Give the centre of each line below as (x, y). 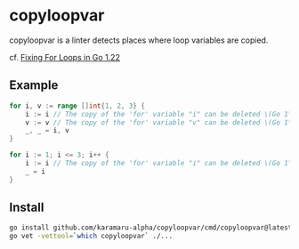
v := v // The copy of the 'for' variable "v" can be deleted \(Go (153, 122)
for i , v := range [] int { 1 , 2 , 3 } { (77, 106)
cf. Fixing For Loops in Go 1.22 (65, 57)
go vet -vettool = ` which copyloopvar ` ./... (91, 237)
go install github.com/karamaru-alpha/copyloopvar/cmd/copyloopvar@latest (151, 228)
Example (34, 85)
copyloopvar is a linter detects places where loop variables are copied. (139, 40)
